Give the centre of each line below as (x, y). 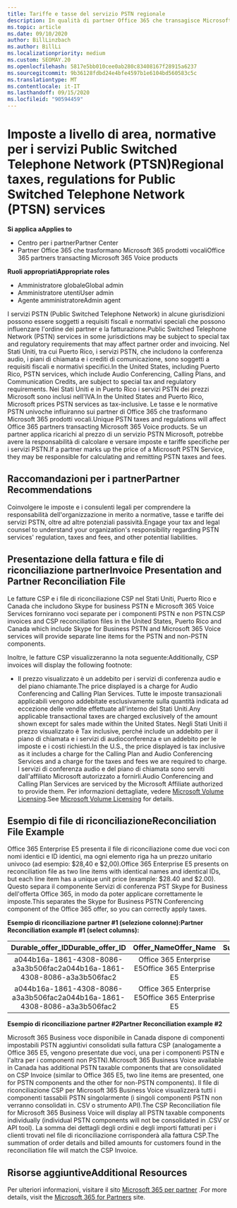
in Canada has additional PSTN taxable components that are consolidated (114, 1068)
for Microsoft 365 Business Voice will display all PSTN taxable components (116, 1113)
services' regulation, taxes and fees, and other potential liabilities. (103, 537)
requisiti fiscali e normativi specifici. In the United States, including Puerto (114, 366)
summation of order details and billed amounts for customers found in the (114, 1143)
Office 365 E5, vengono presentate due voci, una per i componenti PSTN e (116, 1053)
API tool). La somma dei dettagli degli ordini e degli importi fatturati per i (112, 1128)
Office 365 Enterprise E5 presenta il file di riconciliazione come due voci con (119, 849)
